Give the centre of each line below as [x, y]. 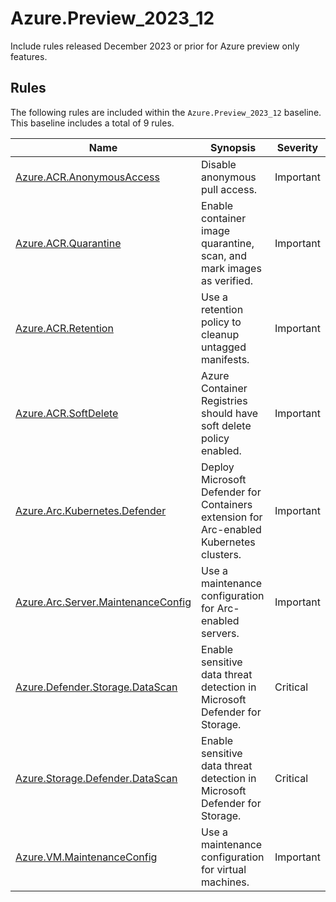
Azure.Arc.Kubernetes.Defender [91, 510]
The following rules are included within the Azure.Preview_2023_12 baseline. [166, 112]
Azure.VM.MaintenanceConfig [86, 857]
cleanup [220, 334]
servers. [220, 633]
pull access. [229, 189]
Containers [227, 504]
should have [230, 413]
